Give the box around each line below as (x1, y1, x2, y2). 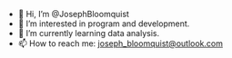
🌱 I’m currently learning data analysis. (17, 28, 160, 38)
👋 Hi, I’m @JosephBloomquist (17, 9, 130, 19)
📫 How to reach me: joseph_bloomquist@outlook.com (17, 38, 223, 49)
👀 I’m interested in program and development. (17, 18, 190, 29)
